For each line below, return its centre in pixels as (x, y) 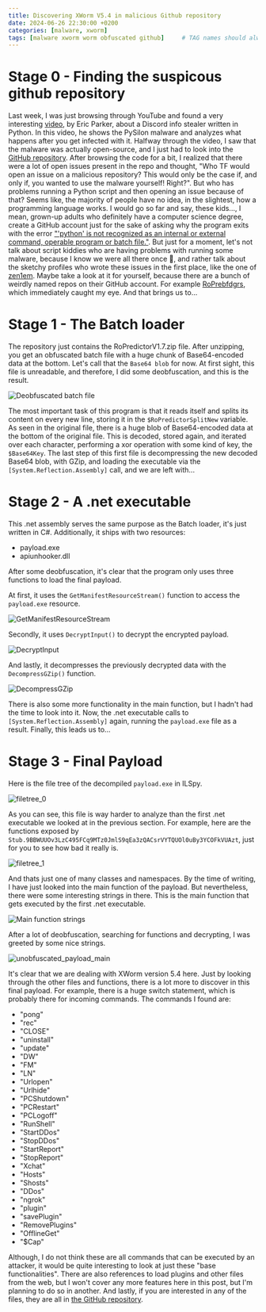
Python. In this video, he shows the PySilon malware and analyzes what (125, 132)
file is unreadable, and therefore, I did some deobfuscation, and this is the (129, 372)
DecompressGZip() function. (52, 674)
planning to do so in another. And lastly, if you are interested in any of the (127, 1291)
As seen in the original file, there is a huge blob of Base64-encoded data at (131, 428)
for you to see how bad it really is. (63, 848)
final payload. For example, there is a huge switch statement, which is (122, 991)
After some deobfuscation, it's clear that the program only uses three (121, 572)
